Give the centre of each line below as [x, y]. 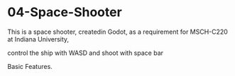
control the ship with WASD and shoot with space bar [86, 53]
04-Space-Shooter [65, 12]
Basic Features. [30, 66]
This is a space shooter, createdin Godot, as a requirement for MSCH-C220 [118, 32]
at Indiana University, [38, 39]
